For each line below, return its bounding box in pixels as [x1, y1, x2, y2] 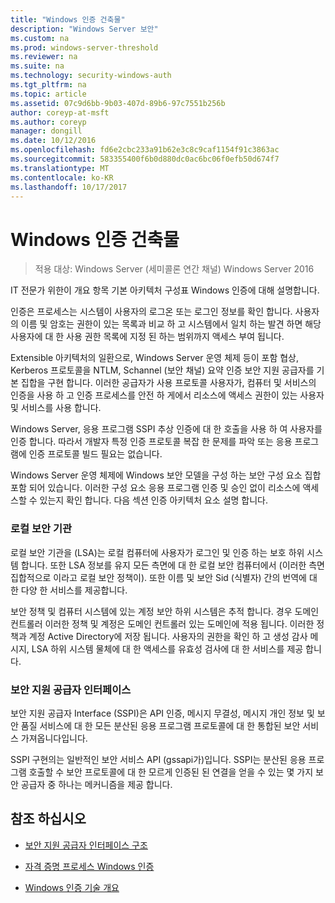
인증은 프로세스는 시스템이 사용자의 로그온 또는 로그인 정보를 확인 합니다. [10, 306, 293, 318]
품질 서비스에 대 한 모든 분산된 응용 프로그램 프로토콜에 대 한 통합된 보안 [20, 719, 301, 731]
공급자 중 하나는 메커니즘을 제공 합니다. [20, 778, 173, 790]
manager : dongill [10, 126, 83, 136]
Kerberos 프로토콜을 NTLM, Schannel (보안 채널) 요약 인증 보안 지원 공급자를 [10, 364, 315, 376]
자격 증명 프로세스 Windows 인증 [24, 860, 155, 872]
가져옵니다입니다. [20, 732, 88, 744]
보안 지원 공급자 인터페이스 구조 [24, 839, 148, 851]
